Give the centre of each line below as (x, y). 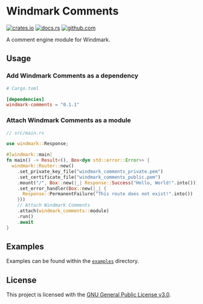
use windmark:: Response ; (37, 144)
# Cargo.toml (23, 88)
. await (25, 222)
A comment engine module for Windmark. (58, 39)
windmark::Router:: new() (43, 166)
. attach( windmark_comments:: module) (63, 211)
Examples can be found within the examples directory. (73, 261)
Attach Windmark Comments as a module (69, 120)
